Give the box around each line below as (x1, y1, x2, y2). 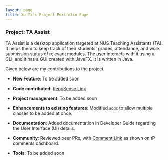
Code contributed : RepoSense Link (12, 85, 86, 91)
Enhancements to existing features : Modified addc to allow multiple (12, 105, 153, 111)
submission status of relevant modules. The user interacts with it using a (5, 51, 155, 57)
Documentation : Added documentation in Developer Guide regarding (12, 120, 156, 126)
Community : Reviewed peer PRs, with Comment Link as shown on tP (12, 135, 155, 141)
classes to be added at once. (12, 110, 73, 116)
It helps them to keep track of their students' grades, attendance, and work (5, 45, 160, 51)
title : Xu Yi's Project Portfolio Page (5, 12, 89, 17)
